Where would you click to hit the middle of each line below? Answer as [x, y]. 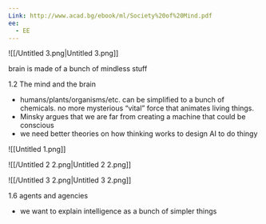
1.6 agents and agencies [48, 196]
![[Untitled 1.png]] [37, 150]
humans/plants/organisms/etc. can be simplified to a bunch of [122, 100]
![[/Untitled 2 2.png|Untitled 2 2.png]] [70, 165]
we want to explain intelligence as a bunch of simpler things [118, 211]
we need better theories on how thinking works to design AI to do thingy [139, 134]
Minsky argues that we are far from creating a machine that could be [133, 117]
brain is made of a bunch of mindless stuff [78, 69]
